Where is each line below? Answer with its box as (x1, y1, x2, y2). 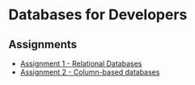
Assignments (8, 38, 78, 51)
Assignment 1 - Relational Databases (19, 59, 142, 68)
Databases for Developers (8, 6, 188, 24)
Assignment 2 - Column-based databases (19, 67, 160, 77)
